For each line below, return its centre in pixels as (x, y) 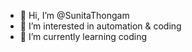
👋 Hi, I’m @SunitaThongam (74, 15)
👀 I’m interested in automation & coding (100, 26)
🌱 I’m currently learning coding (83, 36)
